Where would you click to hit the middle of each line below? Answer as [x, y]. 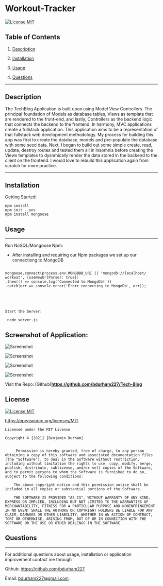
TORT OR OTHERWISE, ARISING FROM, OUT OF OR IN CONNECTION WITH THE [76, 519]
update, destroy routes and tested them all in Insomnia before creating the [79, 150]
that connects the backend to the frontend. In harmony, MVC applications [78, 124]
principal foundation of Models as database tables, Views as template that [79, 114]
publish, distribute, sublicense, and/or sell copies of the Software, [79, 468]
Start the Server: [24, 311]
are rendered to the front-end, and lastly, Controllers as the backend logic [79, 119]
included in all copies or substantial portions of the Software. [73, 489]
